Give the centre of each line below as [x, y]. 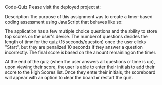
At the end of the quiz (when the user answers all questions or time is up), [80, 62]
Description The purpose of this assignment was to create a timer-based [79, 16]
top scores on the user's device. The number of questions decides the [76, 37]
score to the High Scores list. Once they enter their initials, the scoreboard [80, 72]
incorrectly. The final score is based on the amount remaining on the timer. [81, 52]
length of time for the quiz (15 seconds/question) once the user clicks [76, 42]
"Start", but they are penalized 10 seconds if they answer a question [74, 47]
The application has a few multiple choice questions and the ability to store [81, 31]
